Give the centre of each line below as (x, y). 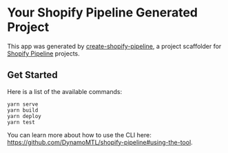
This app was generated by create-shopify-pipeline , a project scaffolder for (114, 46)
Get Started (32, 75)
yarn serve (23, 104)
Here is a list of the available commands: (65, 91)
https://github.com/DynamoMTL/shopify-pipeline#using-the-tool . (100, 142)
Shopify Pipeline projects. (44, 54)
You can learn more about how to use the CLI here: (79, 134)
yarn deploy (24, 116)
